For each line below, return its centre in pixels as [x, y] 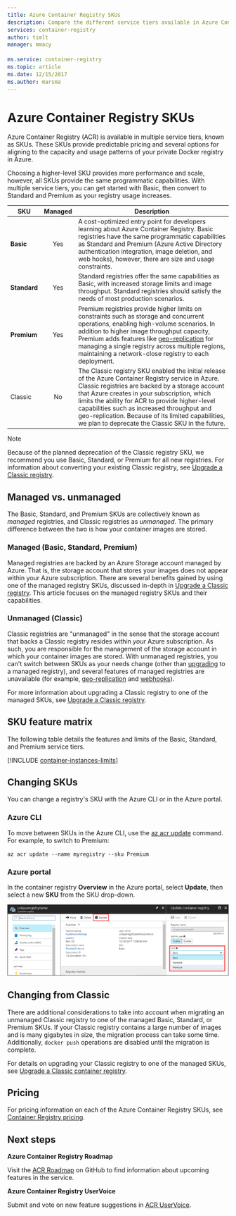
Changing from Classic [59, 995]
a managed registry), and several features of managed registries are [106, 671]
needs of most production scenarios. [131, 299]
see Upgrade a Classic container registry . [67, 1071]
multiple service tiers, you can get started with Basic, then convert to [107, 188]
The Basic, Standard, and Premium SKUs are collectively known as [104, 514]
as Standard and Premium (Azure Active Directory [150, 244]
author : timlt [28, 37]
